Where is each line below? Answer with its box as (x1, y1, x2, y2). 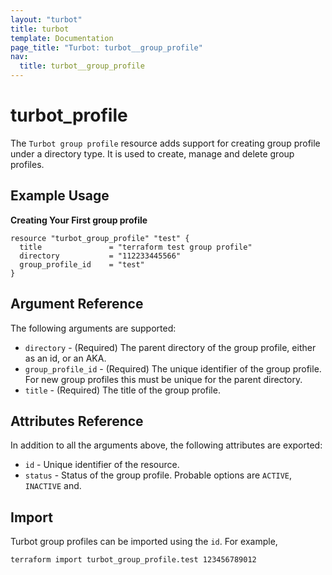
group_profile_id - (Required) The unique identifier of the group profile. (24, 362, 322, 375)
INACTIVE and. (24, 480, 82, 492)
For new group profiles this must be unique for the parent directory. (24, 373, 303, 385)
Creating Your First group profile (10, 214, 148, 226)
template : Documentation (10, 33, 114, 43)
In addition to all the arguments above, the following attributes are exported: (10, 439, 323, 451)
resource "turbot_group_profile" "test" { (10, 233, 190, 243)
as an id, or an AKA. (24, 352, 107, 364)
